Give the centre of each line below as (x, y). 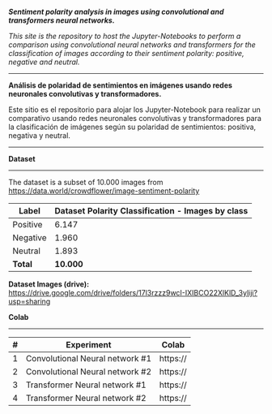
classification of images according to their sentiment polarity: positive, (126, 53)
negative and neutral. (44, 62)
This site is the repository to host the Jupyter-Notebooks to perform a (125, 36)
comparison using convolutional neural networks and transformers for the (132, 45)
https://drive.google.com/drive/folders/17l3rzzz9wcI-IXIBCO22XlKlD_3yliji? (133, 293)
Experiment (89, 345)
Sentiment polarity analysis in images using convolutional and (116, 12)
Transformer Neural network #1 (86, 385)
